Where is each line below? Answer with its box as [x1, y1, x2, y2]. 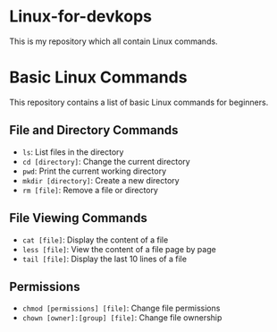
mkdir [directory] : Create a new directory [21, 175, 180, 185]
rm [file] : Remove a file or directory [21, 184, 159, 195]
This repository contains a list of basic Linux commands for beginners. [9, 97, 269, 107]
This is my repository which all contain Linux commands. [9, 36, 218, 47]
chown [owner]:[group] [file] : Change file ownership [21, 312, 222, 323]
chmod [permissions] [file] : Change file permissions [21, 302, 221, 314]
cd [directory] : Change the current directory [21, 156, 190, 166]
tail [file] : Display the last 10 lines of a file [21, 253, 188, 264]
